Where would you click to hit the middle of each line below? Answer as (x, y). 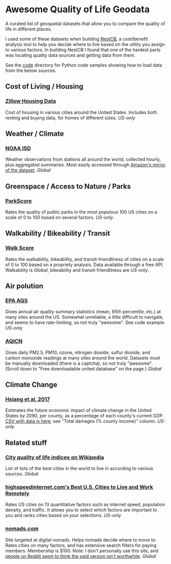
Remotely (17, 493)
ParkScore (19, 201)
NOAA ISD (18, 148)
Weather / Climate (35, 134)
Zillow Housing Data (31, 101)
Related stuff (26, 443)
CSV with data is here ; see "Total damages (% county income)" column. (81, 421)
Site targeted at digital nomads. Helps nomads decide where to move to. (81, 539)
